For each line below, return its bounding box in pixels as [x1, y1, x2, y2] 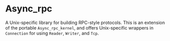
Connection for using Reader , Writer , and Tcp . [5, 30, 99, 36]
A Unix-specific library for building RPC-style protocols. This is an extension [5, 19, 165, 25]
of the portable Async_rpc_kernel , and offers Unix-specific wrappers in [5, 24, 154, 30]
